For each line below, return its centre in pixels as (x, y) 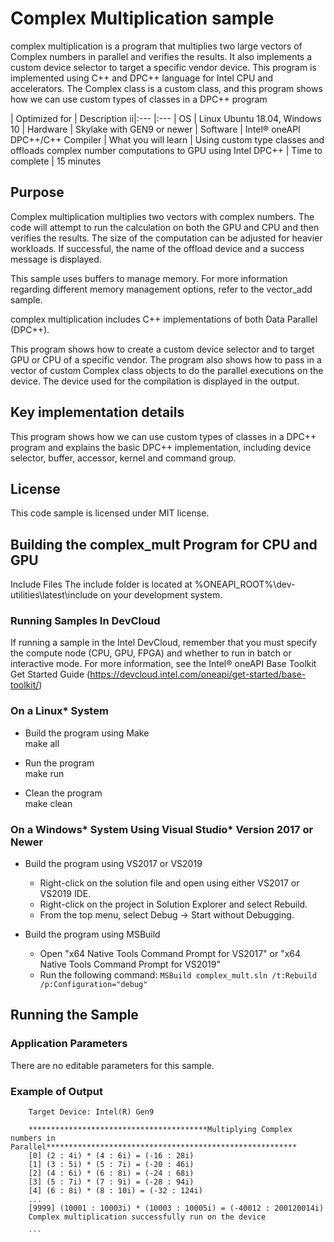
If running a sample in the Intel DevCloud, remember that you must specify (164, 643)
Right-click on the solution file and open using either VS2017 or (169, 883)
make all (42, 743)
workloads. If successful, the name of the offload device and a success (157, 248)
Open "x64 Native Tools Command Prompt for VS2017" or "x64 (170, 954)
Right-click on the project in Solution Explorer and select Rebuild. (173, 904)
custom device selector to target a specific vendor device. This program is (163, 67)
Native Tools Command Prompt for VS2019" (130, 964)
